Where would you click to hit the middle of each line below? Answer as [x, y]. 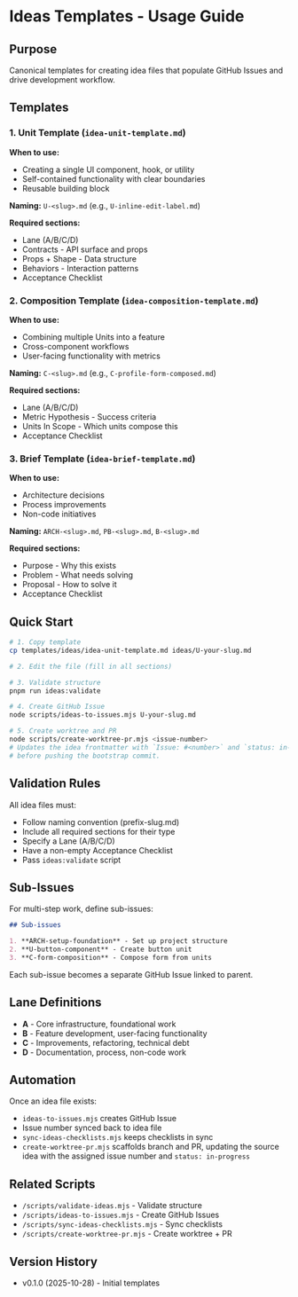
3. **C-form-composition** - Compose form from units [111, 957]
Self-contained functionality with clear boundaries [114, 178]
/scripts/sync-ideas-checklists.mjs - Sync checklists [122, 1224]
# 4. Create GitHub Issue [57, 707]
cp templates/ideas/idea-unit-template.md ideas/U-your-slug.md [130, 650]
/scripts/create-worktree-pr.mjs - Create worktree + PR [127, 1234]
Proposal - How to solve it [69, 585]
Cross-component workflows [75, 346]
